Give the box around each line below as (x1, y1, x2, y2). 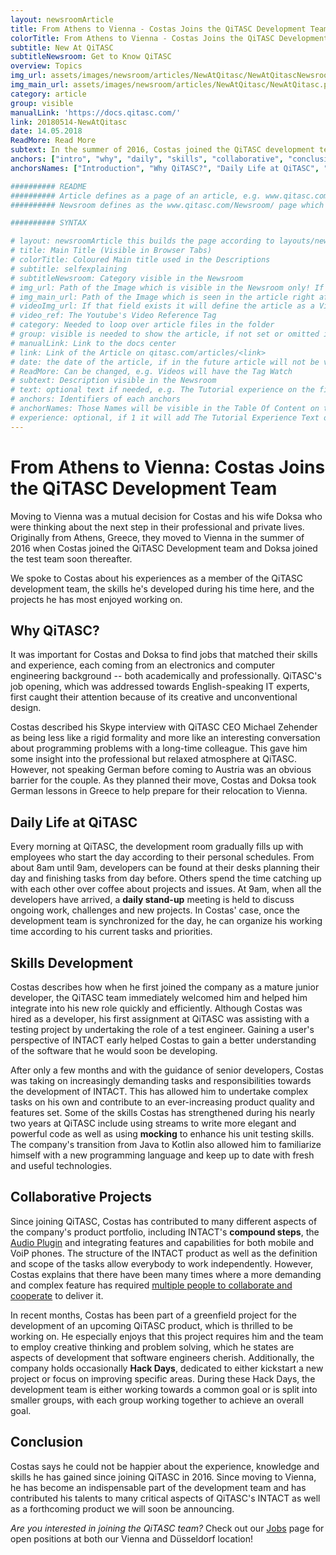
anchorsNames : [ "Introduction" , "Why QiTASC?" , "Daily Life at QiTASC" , (10, 163, 320, 173)
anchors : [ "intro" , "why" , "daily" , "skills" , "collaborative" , (10, 154, 284, 164)
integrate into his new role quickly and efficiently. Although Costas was (10, 1002, 303, 1014)
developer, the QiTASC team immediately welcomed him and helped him (10, 992, 308, 1003)
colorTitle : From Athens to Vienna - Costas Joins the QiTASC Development (10, 33, 329, 43)
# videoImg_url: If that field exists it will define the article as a (10, 301, 315, 311)
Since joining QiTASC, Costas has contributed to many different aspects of (10, 1215, 318, 1227)
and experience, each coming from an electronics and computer (10, 659, 276, 671)
